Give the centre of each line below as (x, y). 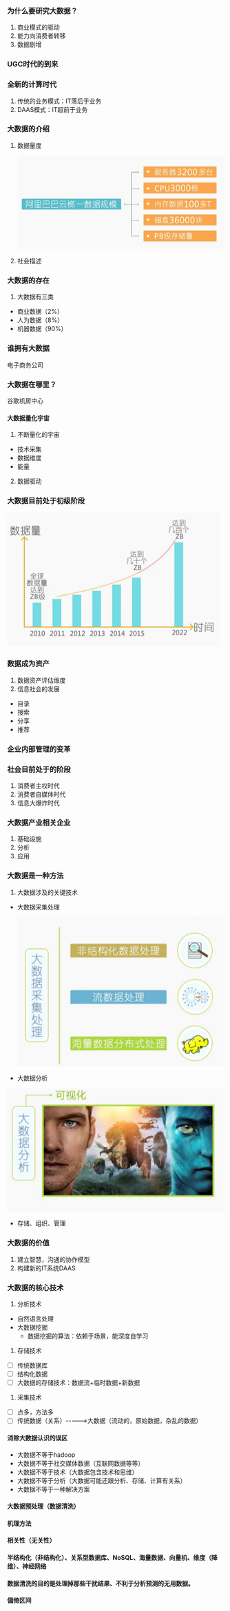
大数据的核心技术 (35, 1288)
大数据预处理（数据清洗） (43, 1506)
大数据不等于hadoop (46, 1454)
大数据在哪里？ (32, 384)
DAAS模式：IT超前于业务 (52, 109)
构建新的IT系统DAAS (46, 1268)
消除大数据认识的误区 (37, 1438)
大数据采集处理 (38, 907)
